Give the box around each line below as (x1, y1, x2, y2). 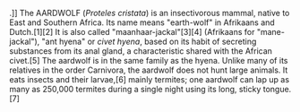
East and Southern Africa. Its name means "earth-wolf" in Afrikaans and (9, 17, 275, 28)
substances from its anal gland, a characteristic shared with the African (9, 46, 273, 56)
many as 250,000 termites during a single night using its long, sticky (9, 84, 261, 94)
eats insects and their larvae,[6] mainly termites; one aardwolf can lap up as (9, 74, 289, 84)
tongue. (262, 84, 292, 94)
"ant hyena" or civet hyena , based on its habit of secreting (41, 36, 257, 47)
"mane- (256, 27, 285, 37)
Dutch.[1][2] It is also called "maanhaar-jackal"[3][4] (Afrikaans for (9, 27, 255, 37)
